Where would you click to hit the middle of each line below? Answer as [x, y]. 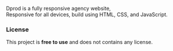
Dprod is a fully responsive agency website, [59, 8]
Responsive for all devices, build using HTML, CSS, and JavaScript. [87, 14]
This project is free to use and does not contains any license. [80, 42]
